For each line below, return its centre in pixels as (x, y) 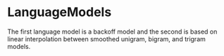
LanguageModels (60, 12)
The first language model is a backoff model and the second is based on (112, 31)
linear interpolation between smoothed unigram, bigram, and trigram (107, 38)
